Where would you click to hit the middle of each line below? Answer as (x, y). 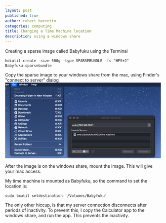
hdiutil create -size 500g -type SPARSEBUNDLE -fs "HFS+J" (67, 61)
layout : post (19, 10)
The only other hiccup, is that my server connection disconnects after (76, 205)
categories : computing (28, 26)
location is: (16, 186)
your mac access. (23, 171)
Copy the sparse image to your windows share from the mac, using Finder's (82, 75)
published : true (22, 16)
